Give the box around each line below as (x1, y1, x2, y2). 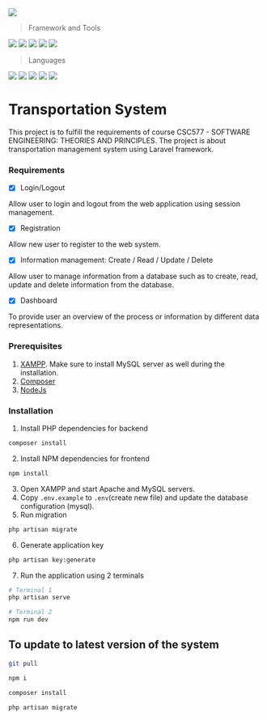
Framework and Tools (28, 23, 101, 32)
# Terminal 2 (8, 608, 53, 616)
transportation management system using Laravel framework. (8, 144, 214, 154)
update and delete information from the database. (8, 280, 175, 290)
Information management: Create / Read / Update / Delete (19, 255, 214, 265)
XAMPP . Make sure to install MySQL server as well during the (19, 359, 225, 369)
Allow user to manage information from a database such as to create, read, (8, 271, 258, 282)
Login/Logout (19, 183, 66, 193)
